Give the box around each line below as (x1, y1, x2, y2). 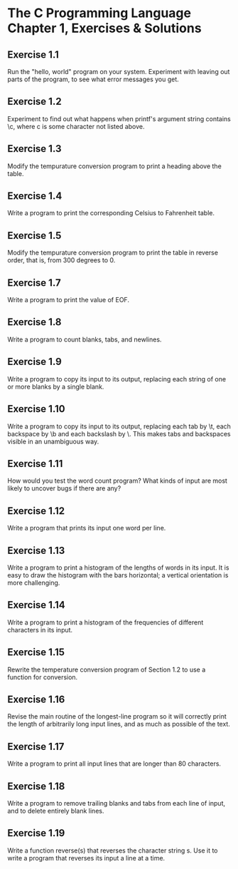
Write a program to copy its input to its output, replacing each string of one (7, 374, 226, 383)
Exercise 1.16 (7, 693, 65, 705)
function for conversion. (7, 672, 78, 682)
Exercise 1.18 (7, 780, 65, 792)
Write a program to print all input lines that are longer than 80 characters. (7, 759, 222, 768)
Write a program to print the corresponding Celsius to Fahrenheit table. (7, 209, 215, 217)
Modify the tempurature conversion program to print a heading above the (7, 162, 222, 170)
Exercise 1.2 (7, 96, 62, 108)
